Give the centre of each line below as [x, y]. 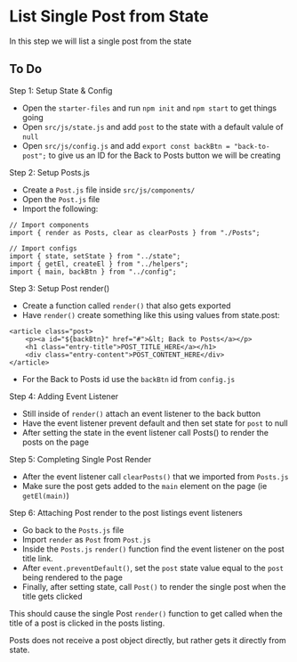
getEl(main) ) [45, 495]
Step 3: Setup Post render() [60, 288]
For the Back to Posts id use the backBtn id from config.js [128, 379]
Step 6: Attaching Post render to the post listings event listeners [126, 512]
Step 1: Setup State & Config [61, 90]
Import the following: [60, 208]
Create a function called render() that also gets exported [126, 306]
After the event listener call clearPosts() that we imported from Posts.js [155, 476]
